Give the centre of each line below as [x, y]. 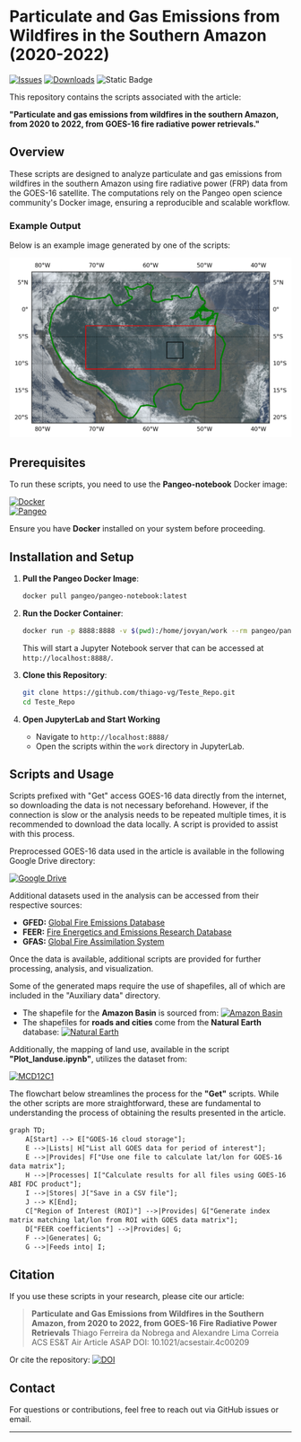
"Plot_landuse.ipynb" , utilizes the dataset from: [99, 1059]
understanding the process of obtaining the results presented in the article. [148, 1113]
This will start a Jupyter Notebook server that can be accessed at [143, 647]
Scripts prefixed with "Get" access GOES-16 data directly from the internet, [148, 796]
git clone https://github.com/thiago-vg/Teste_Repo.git [129, 692]
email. [21, 1420]
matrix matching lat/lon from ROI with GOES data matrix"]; [124, 1220]
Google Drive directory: [52, 861]
